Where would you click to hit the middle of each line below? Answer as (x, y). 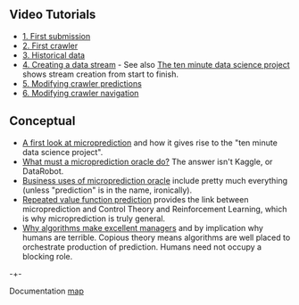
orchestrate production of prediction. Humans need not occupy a (141, 247)
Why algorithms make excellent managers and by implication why (142, 227)
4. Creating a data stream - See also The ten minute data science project (156, 64)
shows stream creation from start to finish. (100, 74)
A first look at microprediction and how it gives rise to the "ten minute (150, 143)
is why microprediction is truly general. (94, 218)
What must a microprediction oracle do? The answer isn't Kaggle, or (147, 161)
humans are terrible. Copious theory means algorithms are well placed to (156, 237)
